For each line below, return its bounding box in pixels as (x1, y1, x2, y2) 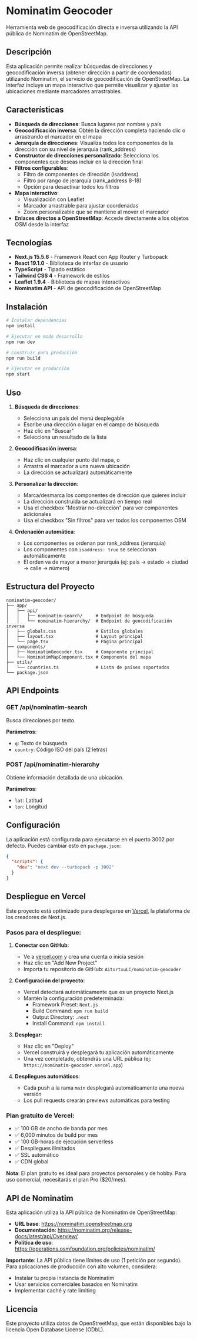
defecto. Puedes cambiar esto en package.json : (6, 842, 121, 849)
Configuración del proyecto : (14, 977, 85, 984)
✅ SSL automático (14, 1152, 59, 1159)
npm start (6, 371, 31, 377)
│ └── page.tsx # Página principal (6, 639, 143, 644)
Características (6, 105, 64, 115)
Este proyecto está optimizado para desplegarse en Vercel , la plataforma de (6, 907, 190, 914)
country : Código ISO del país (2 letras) (14, 746, 108, 753)
